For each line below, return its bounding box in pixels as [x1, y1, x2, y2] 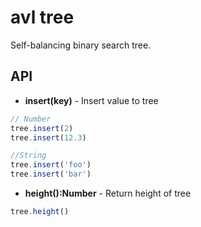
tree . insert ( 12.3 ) [10, 132, 87, 143]
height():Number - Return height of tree [24, 187, 192, 199]
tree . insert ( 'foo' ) [10, 160, 92, 170]
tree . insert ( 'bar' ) [10, 169, 92, 180]
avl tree [10, 6, 75, 29]
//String [10, 151, 47, 161]
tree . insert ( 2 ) [10, 123, 74, 133]
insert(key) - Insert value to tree [24, 94, 159, 106]
